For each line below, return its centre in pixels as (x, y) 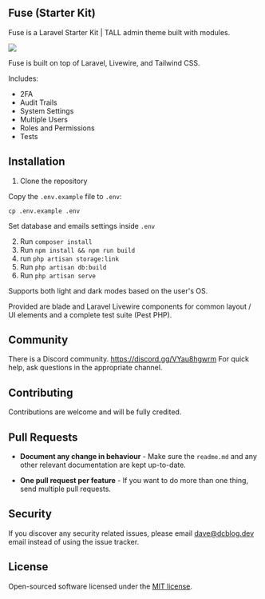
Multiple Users (44, 119)
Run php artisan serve (57, 275)
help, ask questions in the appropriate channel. (85, 368)
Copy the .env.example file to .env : (65, 196)
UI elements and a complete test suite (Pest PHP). (90, 314)
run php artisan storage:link (69, 258)
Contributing (41, 392)
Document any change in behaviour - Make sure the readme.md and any (138, 457)
